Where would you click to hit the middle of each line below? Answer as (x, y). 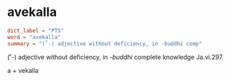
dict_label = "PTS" (36, 31)
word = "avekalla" (34, 37)
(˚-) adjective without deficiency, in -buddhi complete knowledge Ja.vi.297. (116, 57)
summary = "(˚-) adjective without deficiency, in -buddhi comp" (104, 43)
